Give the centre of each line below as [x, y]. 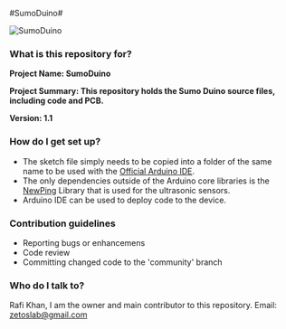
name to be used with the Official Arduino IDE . [109, 171]
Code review [46, 252]
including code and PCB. [57, 101]
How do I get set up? [55, 142]
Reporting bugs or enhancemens [84, 242]
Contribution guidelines [62, 223]
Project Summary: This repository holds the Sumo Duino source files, [143, 91]
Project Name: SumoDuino [60, 74]
